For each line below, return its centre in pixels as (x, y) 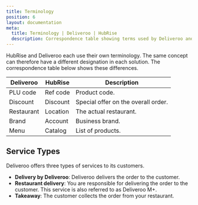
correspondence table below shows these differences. (72, 68)
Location (57, 111)
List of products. (98, 131)
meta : (13, 28)
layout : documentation (34, 22)
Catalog (56, 131)
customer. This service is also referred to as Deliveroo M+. (86, 189)
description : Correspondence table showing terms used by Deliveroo (97, 39)
